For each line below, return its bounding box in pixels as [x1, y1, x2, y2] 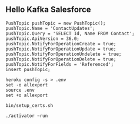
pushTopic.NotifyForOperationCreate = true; [5, 41, 116, 46]
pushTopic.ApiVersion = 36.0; [5, 35, 80, 42]
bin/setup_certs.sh [5, 102, 54, 108]
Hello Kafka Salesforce [5, 5, 92, 15]
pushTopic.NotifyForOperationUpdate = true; [5, 46, 116, 52]
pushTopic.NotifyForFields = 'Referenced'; [5, 61, 114, 67]
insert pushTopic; [5, 66, 51, 72]
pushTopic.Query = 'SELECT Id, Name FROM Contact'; [5, 31, 135, 36]
